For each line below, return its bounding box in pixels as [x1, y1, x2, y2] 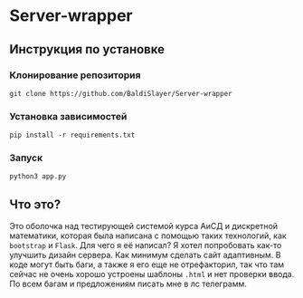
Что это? [9, 197, 62, 212]
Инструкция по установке [9, 42, 166, 57]
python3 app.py [9, 172, 67, 181]
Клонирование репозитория [9, 69, 141, 82]
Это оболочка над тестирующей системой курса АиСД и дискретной [9, 221, 279, 232]
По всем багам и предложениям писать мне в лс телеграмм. [9, 278, 247, 290]
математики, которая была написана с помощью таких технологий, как [9, 230, 287, 241]
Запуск [9, 151, 43, 164]
